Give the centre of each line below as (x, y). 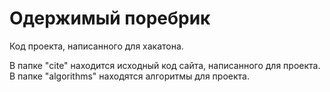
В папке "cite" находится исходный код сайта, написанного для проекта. (165, 65)
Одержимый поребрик (110, 18)
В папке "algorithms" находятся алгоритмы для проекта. (129, 76)
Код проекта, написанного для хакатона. (96, 46)
